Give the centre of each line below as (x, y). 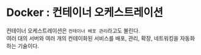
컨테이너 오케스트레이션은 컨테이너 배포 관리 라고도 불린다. (73, 31)
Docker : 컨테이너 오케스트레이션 (85, 13)
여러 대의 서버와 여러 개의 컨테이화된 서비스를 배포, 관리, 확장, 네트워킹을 (93, 38)
